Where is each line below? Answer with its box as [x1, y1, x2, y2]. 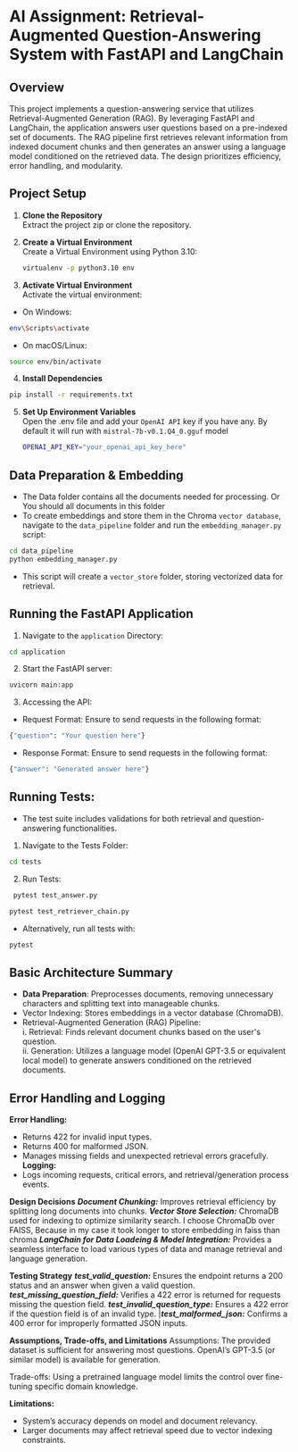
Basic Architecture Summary [9, 964, 174, 980]
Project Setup [9, 186, 87, 202]
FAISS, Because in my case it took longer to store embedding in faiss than [9, 1225, 281, 1235]
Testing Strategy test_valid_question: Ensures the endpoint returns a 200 [9, 1271, 284, 1281]
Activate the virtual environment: [21, 288, 143, 300]
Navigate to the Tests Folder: [21, 839, 128, 850]
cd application [9, 647, 66, 656]
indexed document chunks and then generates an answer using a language [9, 141, 286, 152]
